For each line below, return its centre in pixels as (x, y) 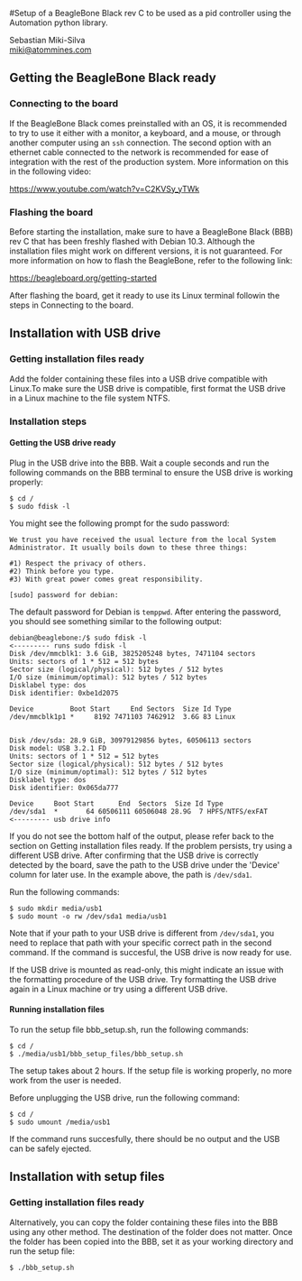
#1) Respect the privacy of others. (78, 563)
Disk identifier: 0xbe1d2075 (64, 693)
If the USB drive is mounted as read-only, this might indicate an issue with (146, 970)
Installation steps (48, 421)
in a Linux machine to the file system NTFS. (90, 398)
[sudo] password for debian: (64, 594)
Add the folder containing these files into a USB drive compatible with (138, 379)
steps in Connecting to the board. (71, 305)
